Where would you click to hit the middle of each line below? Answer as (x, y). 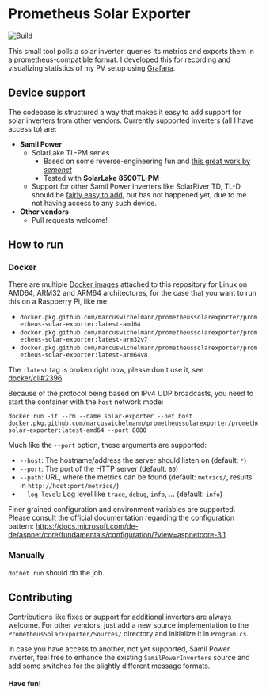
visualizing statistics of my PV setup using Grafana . (92, 67)
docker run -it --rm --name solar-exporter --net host (101, 417)
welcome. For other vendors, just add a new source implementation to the (129, 625)
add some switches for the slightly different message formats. (109, 666)
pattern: (21, 526)
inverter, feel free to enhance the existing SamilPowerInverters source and (129, 657)
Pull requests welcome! (70, 220)
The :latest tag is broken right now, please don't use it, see (106, 370)
